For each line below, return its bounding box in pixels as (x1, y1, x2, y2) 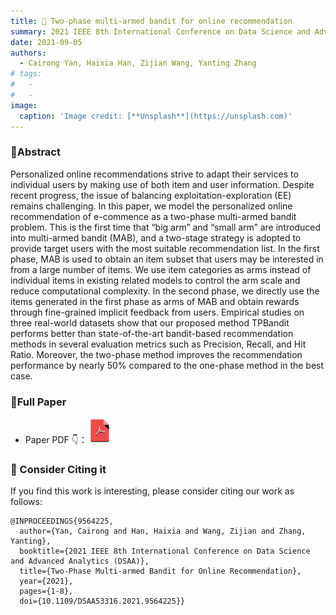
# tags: (10, 69, 43, 79)
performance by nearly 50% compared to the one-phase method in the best (10, 359, 325, 371)
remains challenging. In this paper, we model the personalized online (10, 200, 293, 212)
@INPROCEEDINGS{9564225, (10, 516, 114, 527)
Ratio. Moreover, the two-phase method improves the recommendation (10, 348, 303, 360)
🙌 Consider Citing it (10, 463, 107, 477)
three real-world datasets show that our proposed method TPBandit (10, 316, 290, 329)
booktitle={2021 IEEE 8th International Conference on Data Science (19, 546, 311, 557)
